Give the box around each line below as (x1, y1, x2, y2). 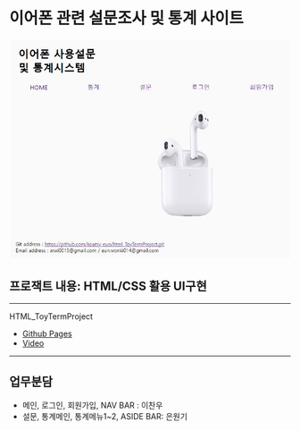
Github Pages (21, 328, 73, 340)
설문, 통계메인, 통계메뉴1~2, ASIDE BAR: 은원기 (21, 410, 187, 421)
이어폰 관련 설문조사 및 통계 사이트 (9, 8, 244, 29)
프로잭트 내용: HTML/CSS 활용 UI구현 (9, 278, 207, 293)
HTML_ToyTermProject (9, 311, 94, 322)
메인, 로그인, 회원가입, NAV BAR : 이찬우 (21, 400, 163, 410)
